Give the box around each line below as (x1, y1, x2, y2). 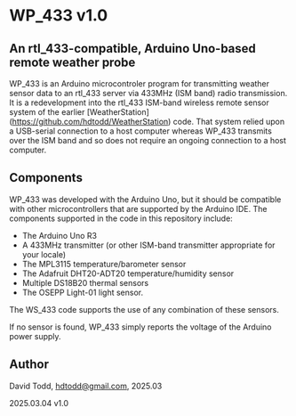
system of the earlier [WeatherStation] (9, 107, 149, 117)
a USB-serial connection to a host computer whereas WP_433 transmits (9, 126, 273, 136)
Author (9, 357, 49, 372)
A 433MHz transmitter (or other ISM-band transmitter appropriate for (21, 240, 276, 250)
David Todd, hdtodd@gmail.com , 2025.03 (9, 380, 163, 391)
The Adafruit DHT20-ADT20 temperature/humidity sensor (21, 268, 235, 279)
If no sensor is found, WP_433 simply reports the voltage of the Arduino (9, 322, 273, 332)
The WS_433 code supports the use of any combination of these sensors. (9, 304, 280, 314)
